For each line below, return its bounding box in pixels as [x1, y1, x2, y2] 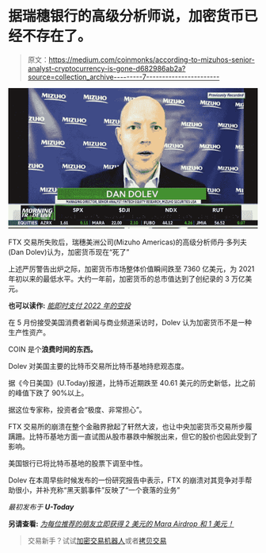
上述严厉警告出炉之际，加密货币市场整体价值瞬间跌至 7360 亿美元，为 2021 [8, 264, 255, 274]
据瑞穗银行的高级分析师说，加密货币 [8, 7, 245, 25]
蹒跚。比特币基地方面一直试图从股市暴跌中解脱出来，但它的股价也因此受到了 [8, 432, 258, 441]
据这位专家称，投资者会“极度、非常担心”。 [8, 405, 146, 415]
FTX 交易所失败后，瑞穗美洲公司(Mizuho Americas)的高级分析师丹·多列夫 [8, 237, 247, 247]
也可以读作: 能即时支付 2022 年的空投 [8, 301, 131, 310]
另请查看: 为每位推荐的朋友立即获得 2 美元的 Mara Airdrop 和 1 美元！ [8, 519, 235, 528]
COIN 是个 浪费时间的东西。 [8, 344, 97, 354]
